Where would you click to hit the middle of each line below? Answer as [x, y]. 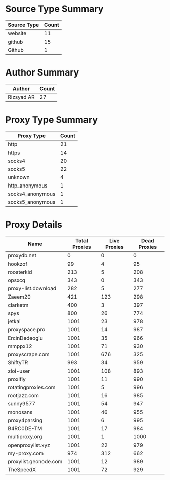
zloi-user [19, 371]
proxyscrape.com [29, 354]
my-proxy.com [26, 453]
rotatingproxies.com [32, 387]
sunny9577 [22, 403]
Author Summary [42, 73]
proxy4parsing [25, 420]
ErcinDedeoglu [25, 338]
